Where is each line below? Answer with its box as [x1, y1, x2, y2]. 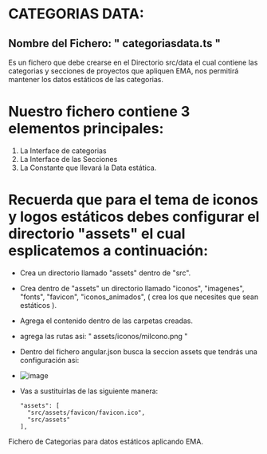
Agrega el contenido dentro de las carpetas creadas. [19, 316, 194, 326]
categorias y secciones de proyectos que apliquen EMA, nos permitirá [8, 66, 239, 76]
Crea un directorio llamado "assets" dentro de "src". [19, 268, 191, 278]
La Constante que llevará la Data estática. [19, 163, 157, 172]
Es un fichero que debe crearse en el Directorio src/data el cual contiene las [8, 57, 258, 67]
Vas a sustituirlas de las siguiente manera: [19, 386, 159, 396]
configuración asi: [19, 355, 80, 365]
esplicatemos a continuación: [8, 242, 209, 260]
